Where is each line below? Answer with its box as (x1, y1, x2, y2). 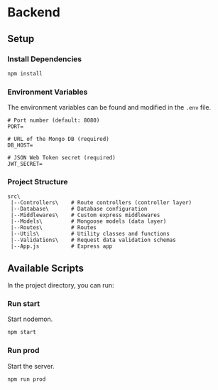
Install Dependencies (7, 54, 82, 64)
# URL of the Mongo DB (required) (7, 136, 110, 143)
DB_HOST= (7, 142, 33, 149)
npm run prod (7, 375, 46, 383)
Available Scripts (7, 262, 84, 274)
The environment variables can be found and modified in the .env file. (7, 103, 212, 112)
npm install (7, 70, 43, 77)
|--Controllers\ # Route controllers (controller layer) (10, 199, 192, 206)
